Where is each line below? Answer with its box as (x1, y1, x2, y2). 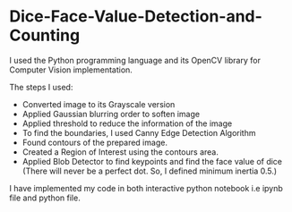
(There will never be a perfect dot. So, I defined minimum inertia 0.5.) (21, 165, 278, 176)
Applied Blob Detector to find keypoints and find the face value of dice (21, 156, 283, 166)
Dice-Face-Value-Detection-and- (9, 6, 262, 27)
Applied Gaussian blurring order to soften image (21, 108, 200, 119)
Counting (9, 25, 81, 46)
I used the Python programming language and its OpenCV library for (9, 55, 262, 65)
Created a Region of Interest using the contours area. (21, 146, 219, 157)
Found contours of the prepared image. (21, 137, 168, 148)
